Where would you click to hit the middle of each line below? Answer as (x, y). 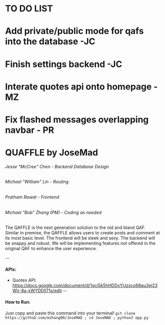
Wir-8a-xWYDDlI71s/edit (37, 291)
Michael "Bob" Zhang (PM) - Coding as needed (53, 212)
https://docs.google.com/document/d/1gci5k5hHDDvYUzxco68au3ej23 (85, 286)
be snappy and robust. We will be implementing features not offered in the (81, 243)
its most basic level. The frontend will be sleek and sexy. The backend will (80, 238)
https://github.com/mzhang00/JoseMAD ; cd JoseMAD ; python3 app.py (77, 318)
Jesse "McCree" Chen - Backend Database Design (57, 166)
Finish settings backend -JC (64, 64)
